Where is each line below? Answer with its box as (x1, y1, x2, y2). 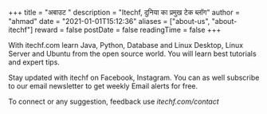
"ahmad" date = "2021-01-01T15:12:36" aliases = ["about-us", (8, 17, 210, 26)
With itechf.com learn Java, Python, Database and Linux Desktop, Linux (8, 41, 244, 49)
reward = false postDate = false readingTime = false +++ (34, 25, 222, 34)
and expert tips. (8, 57, 60, 67)
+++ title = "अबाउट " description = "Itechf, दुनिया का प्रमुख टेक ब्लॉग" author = (8, 8, 241, 17)
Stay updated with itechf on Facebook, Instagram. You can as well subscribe (8, 73, 260, 82)
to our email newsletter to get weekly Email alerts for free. (8, 81, 198, 91)
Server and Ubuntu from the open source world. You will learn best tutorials (8, 49, 257, 58)
